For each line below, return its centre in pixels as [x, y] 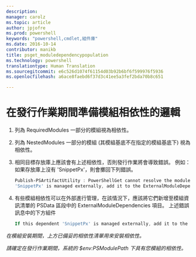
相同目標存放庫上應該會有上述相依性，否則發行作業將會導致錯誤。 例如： [102, 162]
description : [22, 11]
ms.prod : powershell [31, 33]
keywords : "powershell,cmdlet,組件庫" [52, 39]
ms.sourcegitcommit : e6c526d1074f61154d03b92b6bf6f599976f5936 [85, 71]
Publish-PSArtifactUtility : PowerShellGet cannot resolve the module [102, 181]
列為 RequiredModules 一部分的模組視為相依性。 [73, 130]
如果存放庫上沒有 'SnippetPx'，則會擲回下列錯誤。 [75, 170]
